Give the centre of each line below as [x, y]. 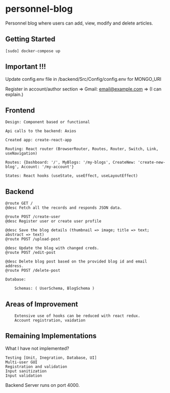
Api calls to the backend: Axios [41, 131]
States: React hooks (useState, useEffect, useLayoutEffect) [72, 176]
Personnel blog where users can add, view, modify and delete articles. [79, 23]
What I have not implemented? [37, 348]
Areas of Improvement [42, 304]
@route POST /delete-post [33, 271]
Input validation [24, 376]
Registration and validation [36, 366]
